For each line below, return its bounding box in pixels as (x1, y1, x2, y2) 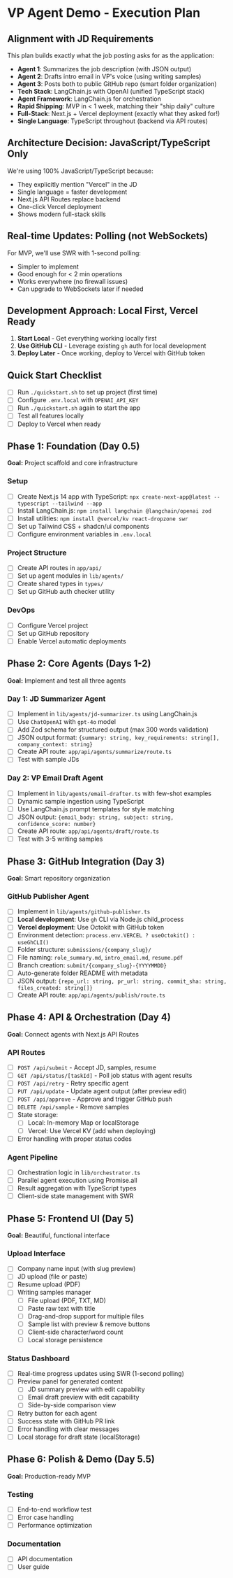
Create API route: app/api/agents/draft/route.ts (17, 827, 159, 835)
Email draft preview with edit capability (27, 1393, 140, 1402)
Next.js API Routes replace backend (17, 194, 121, 204)
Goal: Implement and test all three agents (7, 676, 126, 685)
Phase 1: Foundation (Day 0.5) (7, 440, 140, 452)
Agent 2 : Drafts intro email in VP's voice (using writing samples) (17, 72, 202, 80)
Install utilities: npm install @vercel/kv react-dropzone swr (17, 514, 188, 523)
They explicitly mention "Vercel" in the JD (17, 180, 137, 188)
